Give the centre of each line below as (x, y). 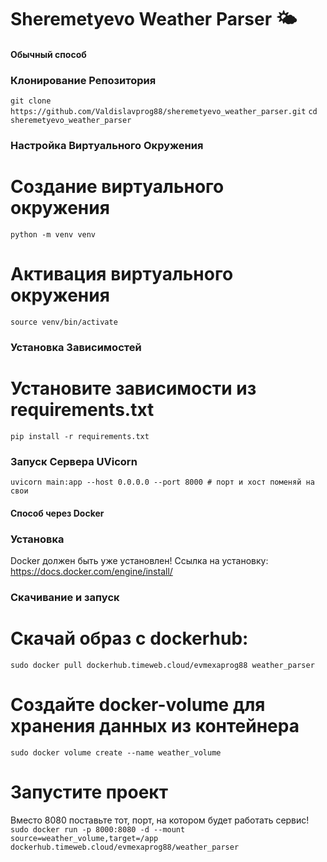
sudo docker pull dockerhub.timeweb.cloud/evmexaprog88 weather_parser (162, 665)
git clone (31, 101)
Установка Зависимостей (76, 347)
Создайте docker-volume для (138, 704)
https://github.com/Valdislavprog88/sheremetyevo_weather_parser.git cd (164, 112)
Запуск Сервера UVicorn (74, 461)
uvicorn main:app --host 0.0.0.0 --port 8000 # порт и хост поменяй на (162, 482)
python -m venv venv (53, 234)
